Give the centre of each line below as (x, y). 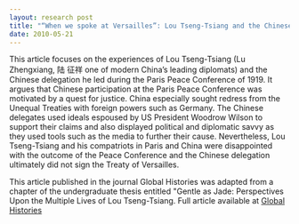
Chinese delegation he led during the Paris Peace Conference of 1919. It (141, 80)
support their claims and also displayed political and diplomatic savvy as (141, 127)
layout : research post (51, 17)
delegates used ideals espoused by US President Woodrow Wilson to (136, 117)
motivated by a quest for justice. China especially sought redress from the (145, 99)
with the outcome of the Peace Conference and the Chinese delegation (140, 156)
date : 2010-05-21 (41, 34)
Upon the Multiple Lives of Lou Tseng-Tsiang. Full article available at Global (147, 201)
